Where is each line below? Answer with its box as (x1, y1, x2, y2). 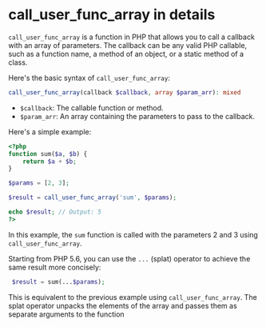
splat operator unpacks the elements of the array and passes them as (8, 301, 237, 310)
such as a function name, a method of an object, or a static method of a (8, 49, 244, 58)
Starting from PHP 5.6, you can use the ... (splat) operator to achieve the (8, 253, 251, 263)
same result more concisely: (8, 262, 101, 272)
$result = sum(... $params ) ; (11, 277, 105, 285)
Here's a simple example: (8, 126, 92, 137)
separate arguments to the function (8, 309, 125, 319)
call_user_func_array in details (8, 6, 216, 24)
